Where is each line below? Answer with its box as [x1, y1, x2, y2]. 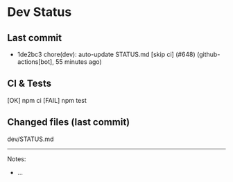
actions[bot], [17, 58, 54, 66]
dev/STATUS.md [7, 135, 54, 143]
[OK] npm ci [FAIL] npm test [7, 96, 87, 104]
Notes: [7, 154, 26, 163]
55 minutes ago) [55, 58, 102, 66]
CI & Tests [7, 78, 52, 90]
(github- [196, 50, 221, 58]
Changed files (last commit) [7, 116, 130, 129]
